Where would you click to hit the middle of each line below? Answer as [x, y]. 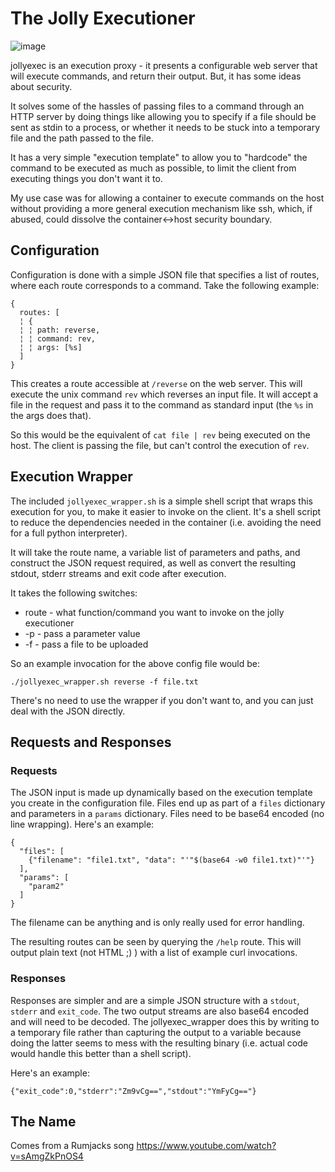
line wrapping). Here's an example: [82, 824]
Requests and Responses [91, 742]
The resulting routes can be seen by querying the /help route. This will [156, 942]
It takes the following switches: [74, 593]
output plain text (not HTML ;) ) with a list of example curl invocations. [154, 953]
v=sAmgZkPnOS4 [47, 1156]
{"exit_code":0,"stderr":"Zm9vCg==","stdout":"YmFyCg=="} [133, 1091]
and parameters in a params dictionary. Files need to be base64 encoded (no [167, 814]
